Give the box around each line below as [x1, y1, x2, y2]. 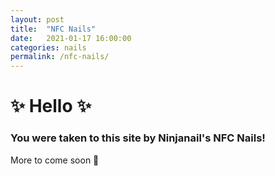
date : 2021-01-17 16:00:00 [10, 33, 132, 43]
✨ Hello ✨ [10, 95, 92, 118]
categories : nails [10, 42, 87, 53]
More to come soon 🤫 [10, 154, 100, 166]
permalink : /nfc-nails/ [10, 52, 110, 62]
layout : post [10, 14, 65, 25]
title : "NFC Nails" [10, 24, 97, 34]
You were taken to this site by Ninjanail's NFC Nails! [10, 131, 266, 145]
